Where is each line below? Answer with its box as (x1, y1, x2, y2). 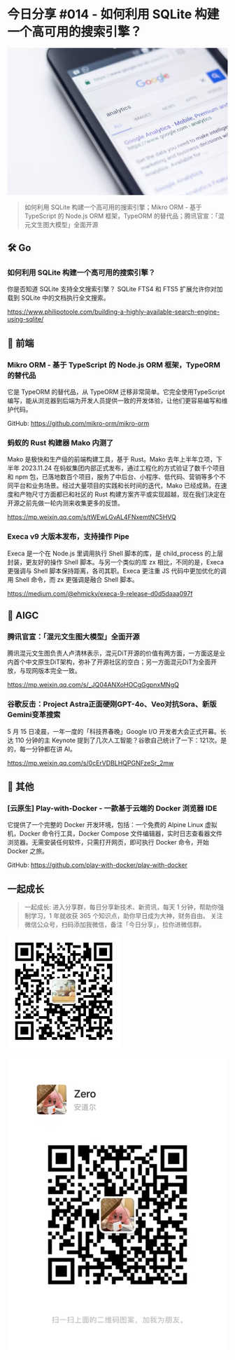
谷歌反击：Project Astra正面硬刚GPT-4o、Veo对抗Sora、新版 (7, 700, 217, 709)
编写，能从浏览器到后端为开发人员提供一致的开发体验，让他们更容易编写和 (7, 396, 222, 405)
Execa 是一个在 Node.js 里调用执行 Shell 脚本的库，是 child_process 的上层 (7, 549, 224, 557)
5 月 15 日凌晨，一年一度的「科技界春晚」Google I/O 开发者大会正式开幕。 (7, 727, 220, 735)
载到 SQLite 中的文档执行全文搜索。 (7, 293, 110, 302)
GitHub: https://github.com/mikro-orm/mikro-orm (7, 419, 150, 427)
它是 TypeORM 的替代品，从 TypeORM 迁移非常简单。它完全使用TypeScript (7, 387, 225, 396)
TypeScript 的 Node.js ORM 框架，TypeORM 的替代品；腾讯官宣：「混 (24, 211, 225, 220)
